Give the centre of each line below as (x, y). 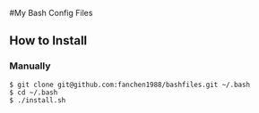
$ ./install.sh (38, 100)
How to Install (48, 40)
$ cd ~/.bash (34, 93)
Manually (30, 66)
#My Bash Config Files (51, 13)
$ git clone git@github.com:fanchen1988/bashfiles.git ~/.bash (130, 85)
